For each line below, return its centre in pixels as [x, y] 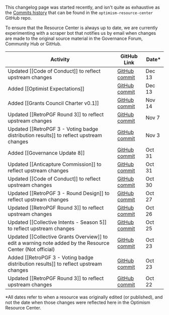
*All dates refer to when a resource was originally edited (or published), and [84, 297]
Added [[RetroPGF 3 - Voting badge [51, 258]
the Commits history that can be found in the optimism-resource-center [79, 13]
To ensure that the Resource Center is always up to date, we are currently [81, 28]
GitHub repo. [18, 18]
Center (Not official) [31, 249]
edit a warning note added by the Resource [59, 243]
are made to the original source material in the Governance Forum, [74, 38]
